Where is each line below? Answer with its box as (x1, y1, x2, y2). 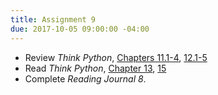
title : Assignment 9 (10, 14, 97, 25)
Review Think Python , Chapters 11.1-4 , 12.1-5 (24, 51, 208, 63)
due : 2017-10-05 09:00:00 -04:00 (10, 24, 150, 34)
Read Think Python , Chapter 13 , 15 (24, 62, 167, 74)
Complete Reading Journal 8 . (24, 72, 147, 85)
